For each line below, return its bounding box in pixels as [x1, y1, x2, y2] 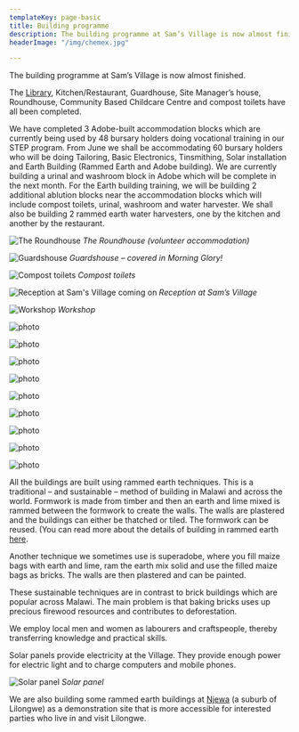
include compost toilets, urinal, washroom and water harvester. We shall [9, 199, 273, 210]
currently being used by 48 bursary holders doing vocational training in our [9, 133, 285, 143]
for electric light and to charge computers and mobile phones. [9, 660, 237, 671]
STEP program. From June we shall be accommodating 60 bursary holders [9, 142, 283, 153]
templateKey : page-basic [9, 12, 101, 22]
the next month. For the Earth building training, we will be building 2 [9, 180, 257, 191]
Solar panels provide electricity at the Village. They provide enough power [9, 650, 282, 661]
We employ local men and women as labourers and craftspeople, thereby [9, 623, 278, 634]
